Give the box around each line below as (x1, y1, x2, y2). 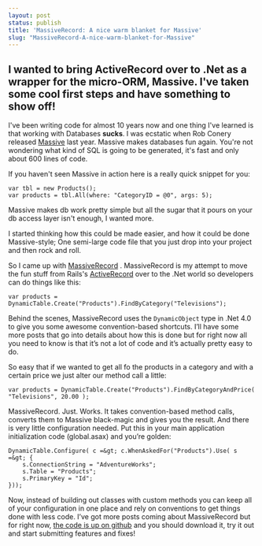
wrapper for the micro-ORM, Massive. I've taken (8, 75, 249, 88)
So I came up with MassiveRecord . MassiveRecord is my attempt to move (8, 261, 248, 270)
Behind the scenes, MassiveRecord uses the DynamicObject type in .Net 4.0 (8, 314, 252, 323)
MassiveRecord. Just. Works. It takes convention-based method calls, (8, 407, 235, 416)
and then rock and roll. (8, 246, 81, 255)
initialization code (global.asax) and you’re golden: (8, 432, 172, 441)
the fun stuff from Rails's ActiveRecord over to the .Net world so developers (8, 269, 254, 279)
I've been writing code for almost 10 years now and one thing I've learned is (8, 121, 254, 130)
